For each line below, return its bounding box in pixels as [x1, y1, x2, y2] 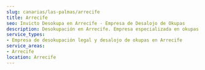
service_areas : [6, 43, 45, 49]
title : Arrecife [6, 15, 48, 21]
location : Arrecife [6, 54, 56, 60]
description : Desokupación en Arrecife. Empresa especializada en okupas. [6, 26, 202, 32]
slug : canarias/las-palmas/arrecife [6, 9, 100, 15]
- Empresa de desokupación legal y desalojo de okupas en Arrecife [6, 37, 183, 43]
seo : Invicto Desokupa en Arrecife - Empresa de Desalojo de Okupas [6, 20, 185, 26]
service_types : [6, 32, 45, 38]
